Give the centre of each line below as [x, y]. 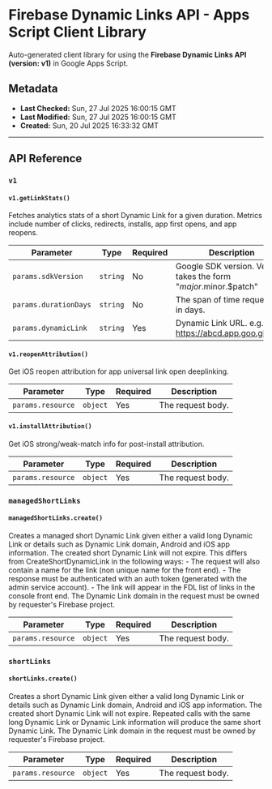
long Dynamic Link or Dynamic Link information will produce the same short [135, 722]
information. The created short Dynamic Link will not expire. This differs [128, 552]
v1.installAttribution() [50, 427]
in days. [190, 310]
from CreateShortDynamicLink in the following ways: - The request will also [134, 561]
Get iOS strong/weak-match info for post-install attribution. [106, 444]
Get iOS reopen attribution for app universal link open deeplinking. [119, 371]
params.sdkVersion [48, 277]
